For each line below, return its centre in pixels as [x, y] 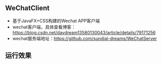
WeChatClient [27, 8]
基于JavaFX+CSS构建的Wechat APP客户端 [56, 21]
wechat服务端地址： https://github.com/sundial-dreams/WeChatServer [84, 38]
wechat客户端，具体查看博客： [44, 27]
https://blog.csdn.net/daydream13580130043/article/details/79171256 [84, 32]
